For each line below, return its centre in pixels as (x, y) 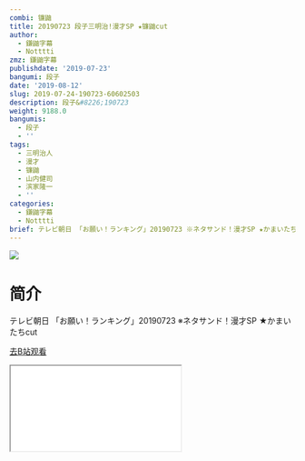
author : (24, 35)
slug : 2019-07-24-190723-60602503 (75, 94)
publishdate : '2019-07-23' (60, 69)
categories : (32, 204)
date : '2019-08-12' (46, 85)
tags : (20, 145)
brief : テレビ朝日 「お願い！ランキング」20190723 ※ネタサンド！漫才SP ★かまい (147, 229)
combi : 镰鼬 (30, 18)
